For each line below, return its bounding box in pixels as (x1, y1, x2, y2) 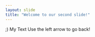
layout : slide (5, 7, 36, 13)
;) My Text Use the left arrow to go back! (5, 26, 90, 32)
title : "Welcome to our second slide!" (5, 12, 90, 17)
